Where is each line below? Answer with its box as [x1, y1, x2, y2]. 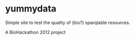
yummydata [5, 3, 56, 14]
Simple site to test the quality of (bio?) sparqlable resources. [5, 19, 130, 25]
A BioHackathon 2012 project [5, 29, 66, 35]
